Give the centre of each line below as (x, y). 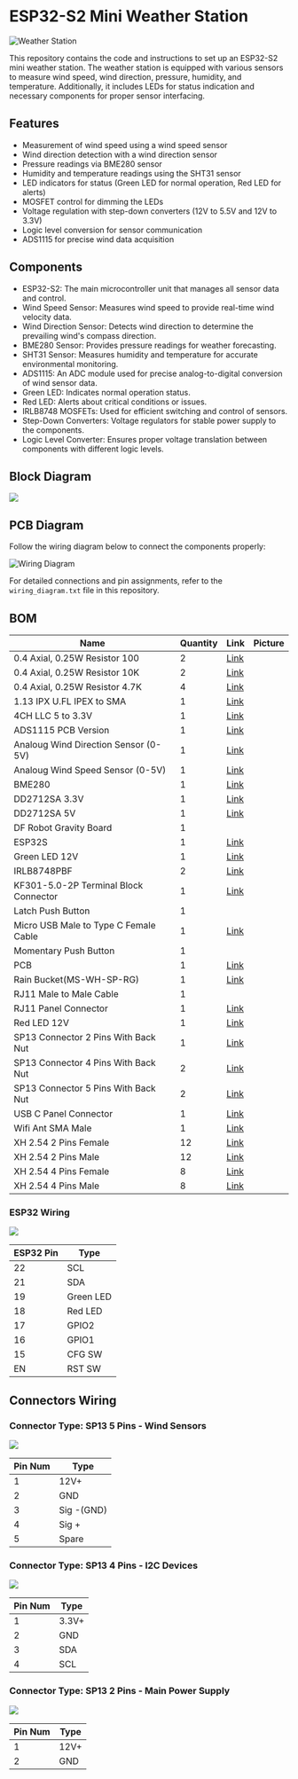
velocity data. (47, 317)
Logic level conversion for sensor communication (112, 230)
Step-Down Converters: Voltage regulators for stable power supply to (149, 420)
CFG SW (85, 1354)
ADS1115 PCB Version (62, 730)
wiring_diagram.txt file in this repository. (84, 591)
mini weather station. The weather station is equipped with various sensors (146, 67)
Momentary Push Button (64, 951)
